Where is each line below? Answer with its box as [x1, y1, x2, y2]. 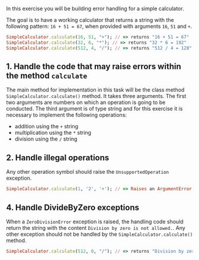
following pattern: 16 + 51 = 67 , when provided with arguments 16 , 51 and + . [6, 23, 192, 30]
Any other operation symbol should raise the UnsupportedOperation [6, 168, 169, 175]
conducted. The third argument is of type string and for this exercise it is [6, 105, 183, 112]
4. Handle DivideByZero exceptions [6, 202, 140, 212]
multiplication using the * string [14, 129, 92, 136]
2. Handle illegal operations [6, 152, 110, 162]
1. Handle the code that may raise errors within [6, 61, 182, 71]
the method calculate [6, 71, 88, 81]
